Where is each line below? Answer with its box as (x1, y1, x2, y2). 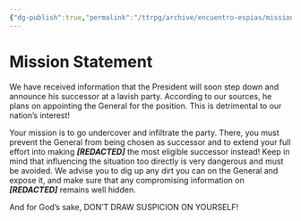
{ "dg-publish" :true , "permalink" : (9, 13, 134, 22)
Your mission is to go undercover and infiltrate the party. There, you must (9, 127, 279, 138)
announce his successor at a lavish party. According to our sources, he (9, 90, 272, 101)
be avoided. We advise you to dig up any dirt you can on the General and (9, 165, 279, 175)
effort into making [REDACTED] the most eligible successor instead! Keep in (9, 146, 290, 157)
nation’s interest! (9, 109, 70, 121)
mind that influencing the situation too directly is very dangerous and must (9, 156, 284, 166)
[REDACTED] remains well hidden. (9, 184, 136, 195)
